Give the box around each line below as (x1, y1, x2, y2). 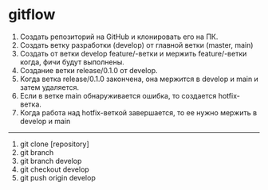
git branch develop (19, 156, 82, 165)
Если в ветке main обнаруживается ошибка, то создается (19, 91, 217, 100)
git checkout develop (19, 165, 89, 174)
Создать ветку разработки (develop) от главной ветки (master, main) (19, 40, 254, 49)
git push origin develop (19, 173, 96, 182)
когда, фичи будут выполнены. (19, 57, 125, 67)
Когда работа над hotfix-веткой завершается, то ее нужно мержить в (19, 107, 258, 117)
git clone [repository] (19, 139, 89, 149)
